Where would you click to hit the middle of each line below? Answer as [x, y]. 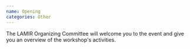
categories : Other [29, 17]
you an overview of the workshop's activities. [61, 40]
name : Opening [24, 11]
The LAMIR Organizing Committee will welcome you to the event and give [95, 33]
